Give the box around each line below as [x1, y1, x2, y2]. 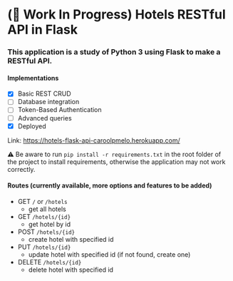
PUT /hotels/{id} [17, 242, 71, 251]
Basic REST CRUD [17, 89, 71, 98]
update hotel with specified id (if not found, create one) [28, 250, 191, 259]
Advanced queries [17, 113, 73, 122]
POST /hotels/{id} [17, 228, 76, 236]
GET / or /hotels [17, 197, 68, 205]
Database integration [17, 98, 80, 106]
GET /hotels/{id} [17, 212, 71, 220]
